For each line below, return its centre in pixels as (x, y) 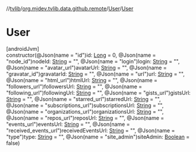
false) (13, 143)
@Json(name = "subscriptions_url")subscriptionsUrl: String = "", (85, 105)
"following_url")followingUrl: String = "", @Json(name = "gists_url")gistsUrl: (99, 93)
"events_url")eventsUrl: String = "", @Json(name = (68, 124)
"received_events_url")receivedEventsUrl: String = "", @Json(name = (91, 130)
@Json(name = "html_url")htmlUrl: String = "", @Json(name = (82, 80)
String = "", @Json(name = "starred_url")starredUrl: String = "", (84, 99)
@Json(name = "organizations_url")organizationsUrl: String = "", (85, 111)
